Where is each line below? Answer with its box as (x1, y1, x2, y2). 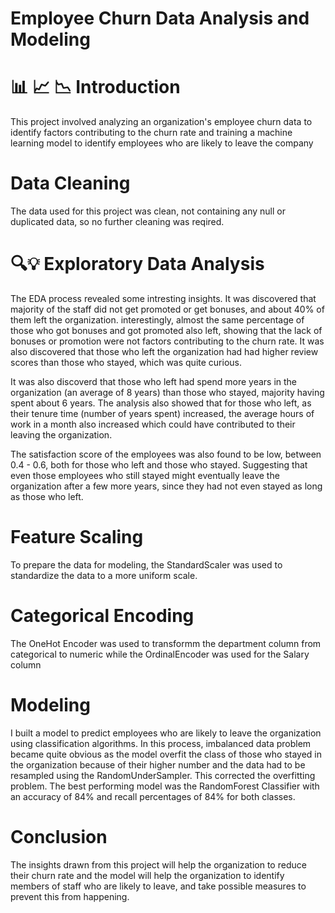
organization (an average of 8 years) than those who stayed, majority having (10, 387, 325, 398)
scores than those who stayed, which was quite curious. (10, 357, 242, 368)
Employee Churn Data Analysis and (10, 7, 310, 30)
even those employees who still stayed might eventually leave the (10, 470, 280, 481)
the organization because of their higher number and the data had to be (10, 758, 306, 771)
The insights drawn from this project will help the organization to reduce (10, 858, 307, 871)
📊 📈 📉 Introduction (10, 76, 181, 99)
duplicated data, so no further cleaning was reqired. (10, 216, 225, 228)
